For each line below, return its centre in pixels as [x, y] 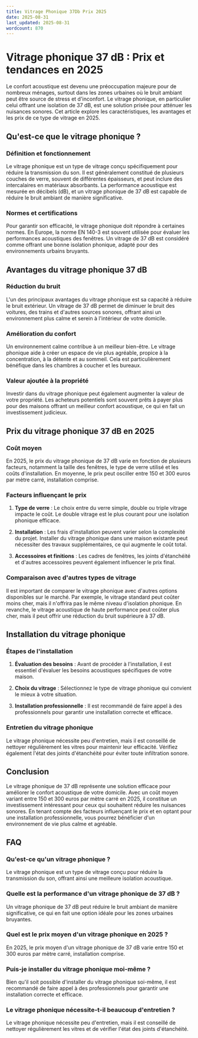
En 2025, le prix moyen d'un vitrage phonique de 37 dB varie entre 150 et [95, 947]
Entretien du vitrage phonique [50, 728]
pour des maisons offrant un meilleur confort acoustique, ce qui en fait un [95, 406]
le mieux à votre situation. [46, 695]
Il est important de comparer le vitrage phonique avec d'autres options [92, 590]
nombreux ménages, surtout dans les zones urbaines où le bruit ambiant [94, 93]
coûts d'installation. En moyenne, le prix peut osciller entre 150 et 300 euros [98, 474]
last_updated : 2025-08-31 [38, 23]
